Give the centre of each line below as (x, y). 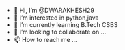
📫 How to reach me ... (45, 40)
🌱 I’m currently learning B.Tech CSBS (66, 25)
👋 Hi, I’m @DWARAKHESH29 (54, 10)
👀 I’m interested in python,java (56, 18)
